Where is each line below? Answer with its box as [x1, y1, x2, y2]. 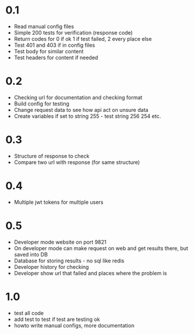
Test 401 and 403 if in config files [13, 42, 95, 49]
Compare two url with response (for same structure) [13, 159, 140, 166]
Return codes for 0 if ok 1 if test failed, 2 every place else [13, 35, 152, 42]
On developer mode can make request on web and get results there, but [13, 244, 189, 252]
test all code [13, 309, 45, 316]
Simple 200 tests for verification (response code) [13, 29, 133, 36]
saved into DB [13, 251, 48, 258]
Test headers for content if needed [13, 54, 98, 61]
